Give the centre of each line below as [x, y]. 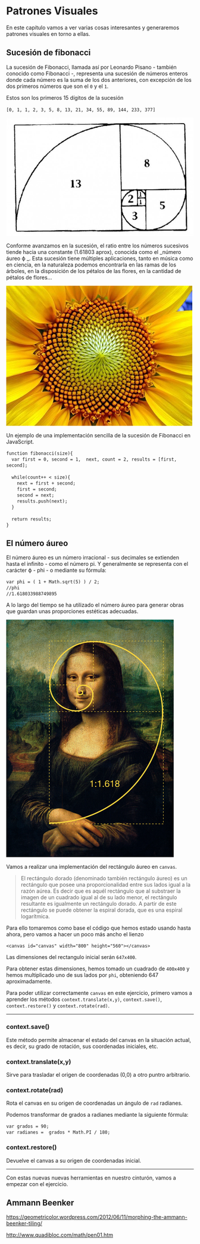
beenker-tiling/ [24, 1224]
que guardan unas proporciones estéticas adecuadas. [72, 611]
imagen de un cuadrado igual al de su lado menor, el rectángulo [99, 897]
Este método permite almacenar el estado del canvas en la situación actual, [99, 1040]
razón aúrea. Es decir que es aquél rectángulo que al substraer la [101, 891]
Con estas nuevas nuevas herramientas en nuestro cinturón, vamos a [91, 1178]
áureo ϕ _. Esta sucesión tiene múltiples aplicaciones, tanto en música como [100, 258]
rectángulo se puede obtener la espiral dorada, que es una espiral [101, 910]
